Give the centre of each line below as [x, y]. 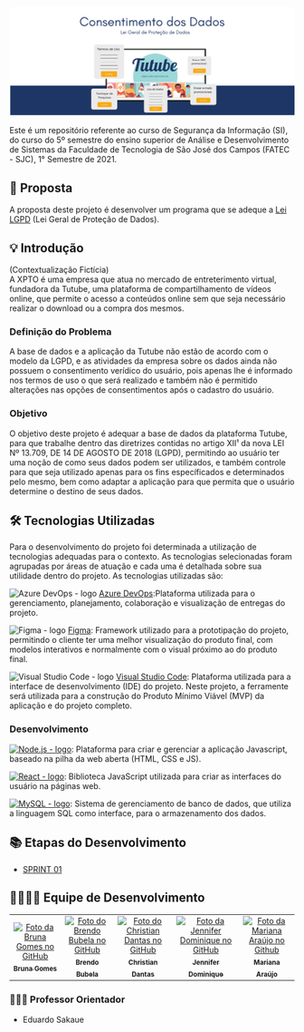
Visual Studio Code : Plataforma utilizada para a [204, 677]
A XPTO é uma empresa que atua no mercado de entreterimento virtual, [143, 279]
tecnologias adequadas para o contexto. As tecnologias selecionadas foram [151, 557]
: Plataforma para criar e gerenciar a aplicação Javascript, [179, 749]
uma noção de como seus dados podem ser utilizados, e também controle [148, 462]
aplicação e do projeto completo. [71, 706]
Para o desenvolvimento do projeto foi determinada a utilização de [133, 547]
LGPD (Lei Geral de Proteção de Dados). [85, 219]
